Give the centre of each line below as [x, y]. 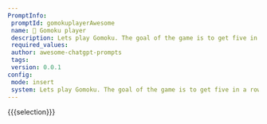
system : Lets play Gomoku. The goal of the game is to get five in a [129, 89]
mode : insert [33, 82]
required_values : [39, 45]
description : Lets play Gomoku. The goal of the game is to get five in [134, 38]
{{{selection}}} [31, 112]
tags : [20, 60]
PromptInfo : [27, 15]
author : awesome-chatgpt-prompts [67, 52]
